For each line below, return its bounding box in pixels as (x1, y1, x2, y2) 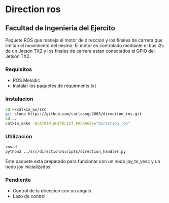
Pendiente (5, 176, 31, 183)
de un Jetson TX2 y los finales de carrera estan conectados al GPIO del (5, 48, 155, 54)
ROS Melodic (12, 77, 40, 84)
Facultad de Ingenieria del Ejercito (5, 24, 115, 32)
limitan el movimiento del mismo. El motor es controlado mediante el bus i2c (5, 43, 164, 49)
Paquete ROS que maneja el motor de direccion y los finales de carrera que (5, 37, 163, 43)
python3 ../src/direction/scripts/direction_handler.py (5, 149, 126, 154)
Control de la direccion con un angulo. (12, 188, 93, 194)
